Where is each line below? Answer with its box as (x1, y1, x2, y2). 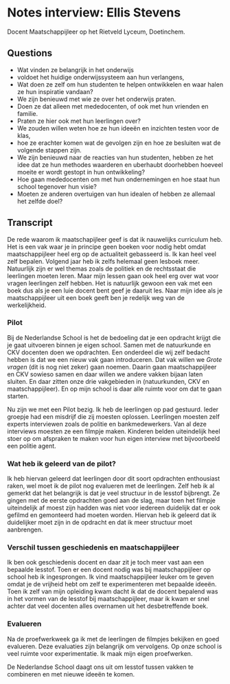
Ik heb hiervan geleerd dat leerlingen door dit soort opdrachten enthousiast (7, 475, 220, 483)
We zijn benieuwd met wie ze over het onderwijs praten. (16, 95, 176, 103)
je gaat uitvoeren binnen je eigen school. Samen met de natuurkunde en (7, 341, 211, 349)
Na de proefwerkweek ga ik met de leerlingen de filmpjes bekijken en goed (7, 635, 220, 643)
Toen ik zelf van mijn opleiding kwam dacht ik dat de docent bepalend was (7, 587, 218, 595)
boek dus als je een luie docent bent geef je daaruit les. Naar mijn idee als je (7, 286, 223, 295)
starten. (7, 391, 30, 400)
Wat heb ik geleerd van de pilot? (7, 459, 117, 468)
